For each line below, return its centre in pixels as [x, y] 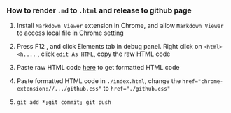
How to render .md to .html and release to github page [99, 10]
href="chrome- [203, 82]
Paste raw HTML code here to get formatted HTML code [98, 68]
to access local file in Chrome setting [70, 33]
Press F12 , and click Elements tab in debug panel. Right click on [109, 47]
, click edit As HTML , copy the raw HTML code [104, 54]
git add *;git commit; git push [64, 103]
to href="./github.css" [137, 89]
